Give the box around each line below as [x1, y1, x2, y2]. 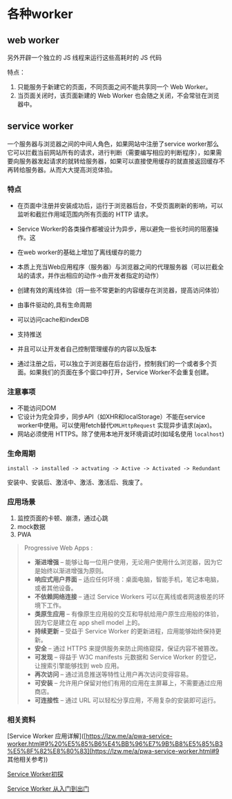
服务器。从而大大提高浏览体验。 [25, 165, 116, 173]
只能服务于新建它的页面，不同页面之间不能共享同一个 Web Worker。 [17, 83, 212, 90]
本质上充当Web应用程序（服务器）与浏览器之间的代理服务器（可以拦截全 [17, 263, 224, 271]
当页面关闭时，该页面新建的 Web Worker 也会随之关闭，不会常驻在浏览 [17, 91, 220, 99]
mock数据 [17, 523, 46, 530]
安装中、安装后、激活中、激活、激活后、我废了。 [7, 478, 146, 486]
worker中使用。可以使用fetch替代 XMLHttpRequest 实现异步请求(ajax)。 [17, 421, 216, 430]
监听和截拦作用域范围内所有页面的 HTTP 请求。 [17, 210, 153, 218]
